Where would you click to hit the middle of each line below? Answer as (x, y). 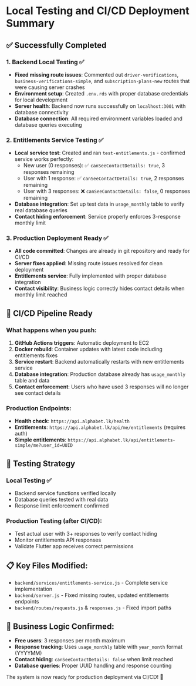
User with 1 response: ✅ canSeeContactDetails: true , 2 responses (104, 179)
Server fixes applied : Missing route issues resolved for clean (89, 263)
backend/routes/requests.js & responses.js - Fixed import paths (93, 608)
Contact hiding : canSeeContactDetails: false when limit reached (94, 659)
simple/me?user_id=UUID (44, 446)
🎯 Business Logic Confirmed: (60, 626)
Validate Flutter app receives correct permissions (74, 546)
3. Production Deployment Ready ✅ (58, 238)
